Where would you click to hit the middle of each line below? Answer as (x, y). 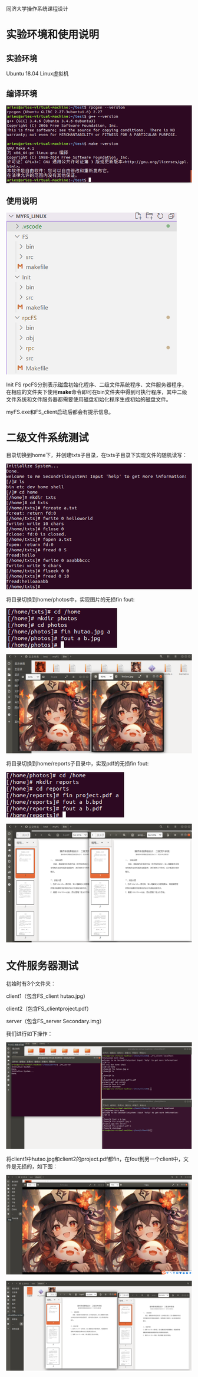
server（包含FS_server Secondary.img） (55, 1021)
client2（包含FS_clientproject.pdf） (49, 1009)
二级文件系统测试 (48, 438)
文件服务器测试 (42, 966)
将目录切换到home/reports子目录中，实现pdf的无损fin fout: (77, 763)
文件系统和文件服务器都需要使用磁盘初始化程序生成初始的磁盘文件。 (89, 399)
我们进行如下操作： (29, 1034)
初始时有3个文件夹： (31, 984)
